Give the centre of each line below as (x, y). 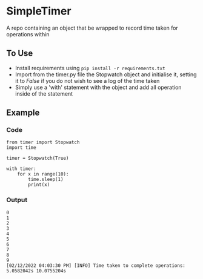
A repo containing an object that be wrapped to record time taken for (92, 28)
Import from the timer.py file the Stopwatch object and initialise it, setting (106, 74)
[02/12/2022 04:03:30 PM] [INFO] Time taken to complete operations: (96, 265)
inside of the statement (44, 94)
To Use (20, 54)
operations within (28, 34)
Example (23, 113)
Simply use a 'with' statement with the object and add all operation (98, 87)
